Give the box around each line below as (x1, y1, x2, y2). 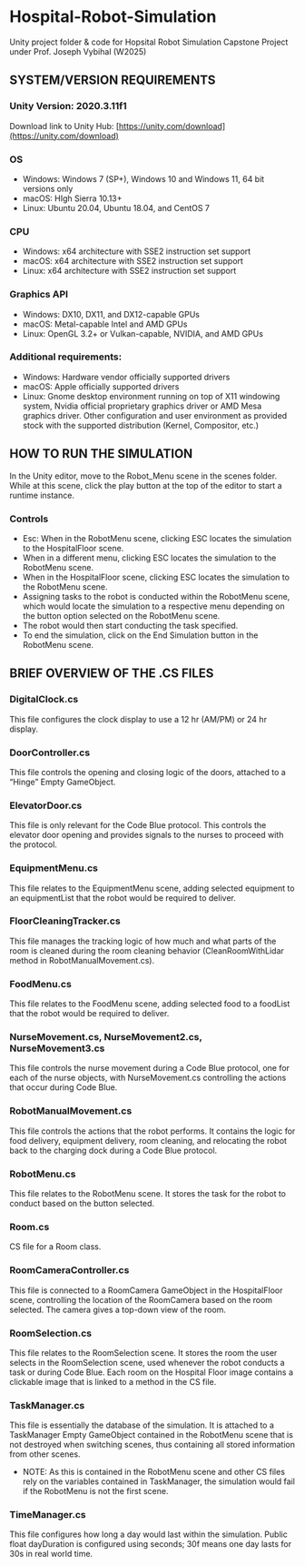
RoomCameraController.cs (9, 1264, 130, 1277)
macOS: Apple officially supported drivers (22, 380, 180, 392)
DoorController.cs (9, 746, 91, 759)
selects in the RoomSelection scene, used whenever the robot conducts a (9, 1357, 285, 1368)
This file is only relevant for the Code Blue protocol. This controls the (9, 820, 267, 831)
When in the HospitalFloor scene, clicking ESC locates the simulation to (22, 571, 290, 582)
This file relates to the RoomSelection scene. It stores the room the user (9, 1347, 278, 1358)
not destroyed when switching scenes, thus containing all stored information (9, 1440, 295, 1450)
